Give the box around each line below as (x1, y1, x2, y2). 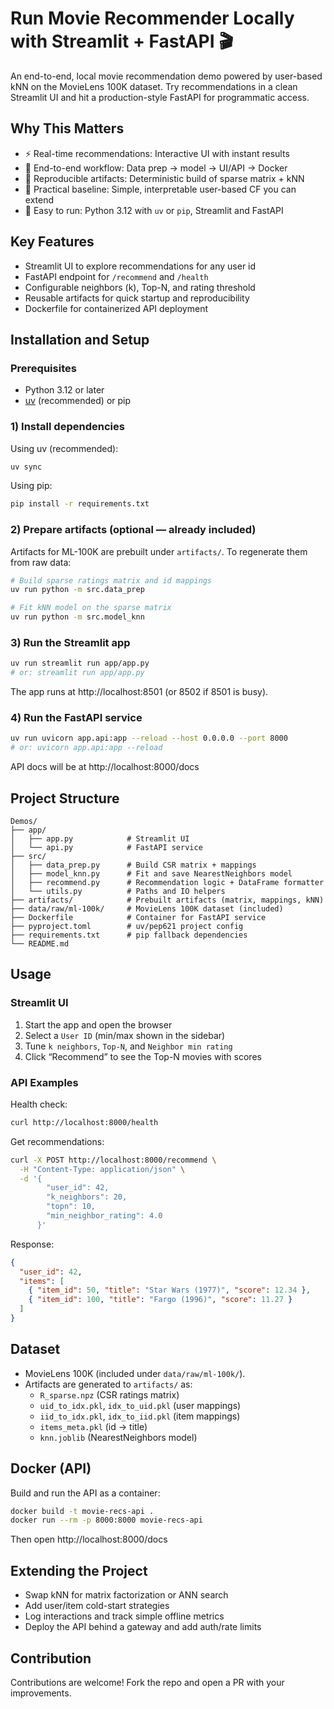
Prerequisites (10, 361, 77, 375)
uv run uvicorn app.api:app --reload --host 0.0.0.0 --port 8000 (10, 733, 288, 744)
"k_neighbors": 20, (46, 1192, 128, 1202)
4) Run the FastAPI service (10, 711, 143, 725)
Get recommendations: (10, 1135, 105, 1147)
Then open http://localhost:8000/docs (10, 1533, 168, 1546)
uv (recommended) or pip (24, 395, 132, 407)
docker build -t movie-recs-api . (10, 1506, 155, 1516)
